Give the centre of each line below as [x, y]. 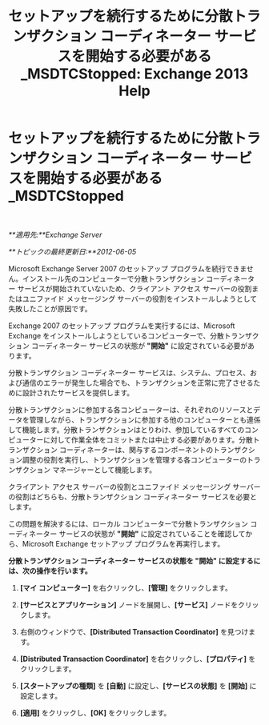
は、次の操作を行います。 [50, 571]
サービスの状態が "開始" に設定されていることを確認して [152, 534]
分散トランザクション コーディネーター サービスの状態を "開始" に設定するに [134, 560]
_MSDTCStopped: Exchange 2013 [134, 74]
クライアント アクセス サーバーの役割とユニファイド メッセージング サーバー [134, 487]
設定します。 [41, 695]
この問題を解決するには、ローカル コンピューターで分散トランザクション [128, 523]
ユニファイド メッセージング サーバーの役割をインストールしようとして [140, 298]
